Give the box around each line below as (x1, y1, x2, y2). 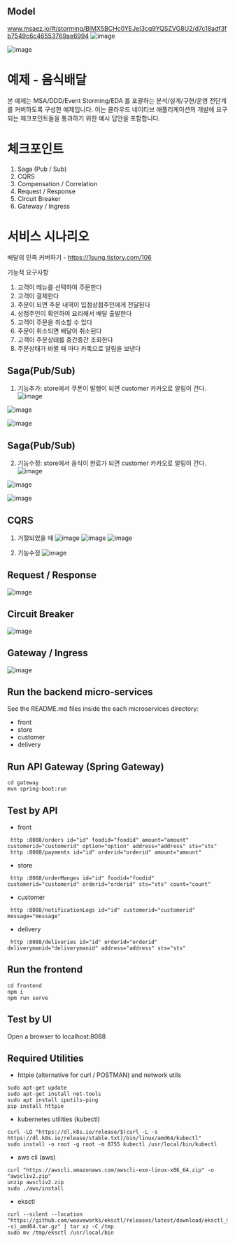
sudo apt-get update (7, 1085, 68, 1092)
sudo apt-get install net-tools (7, 1090, 101, 1098)
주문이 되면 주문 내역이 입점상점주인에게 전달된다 (17, 300, 150, 309)
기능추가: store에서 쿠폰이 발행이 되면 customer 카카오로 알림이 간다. (17, 384, 207, 393)
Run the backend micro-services (7, 686, 153, 697)
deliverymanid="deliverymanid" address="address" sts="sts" (7, 945, 187, 952)
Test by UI (7, 1013, 52, 1025)
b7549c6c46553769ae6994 (7, 32, 90, 40)
